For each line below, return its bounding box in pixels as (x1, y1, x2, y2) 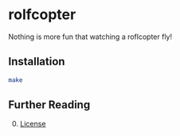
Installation (8, 55, 65, 68)
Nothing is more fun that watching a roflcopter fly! (8, 32, 173, 41)
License (19, 119, 46, 129)
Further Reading (8, 98, 91, 112)
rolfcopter (8, 6, 76, 24)
